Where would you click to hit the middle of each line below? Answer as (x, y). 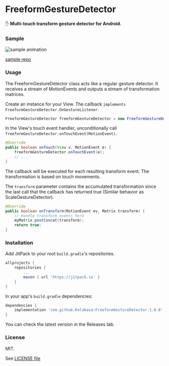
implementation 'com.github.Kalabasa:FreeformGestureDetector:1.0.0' (89, 310)
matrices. (15, 94)
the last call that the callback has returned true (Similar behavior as (75, 192)
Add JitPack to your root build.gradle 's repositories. (60, 254)
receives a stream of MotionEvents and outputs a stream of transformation (82, 89)
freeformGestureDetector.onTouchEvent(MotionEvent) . (61, 134)
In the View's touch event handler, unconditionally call (61, 128)
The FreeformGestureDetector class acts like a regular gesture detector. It (82, 83)
